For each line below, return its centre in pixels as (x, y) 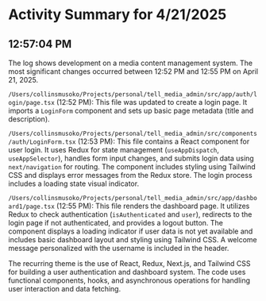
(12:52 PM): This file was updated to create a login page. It (152, 102)
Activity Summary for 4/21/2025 (118, 15)
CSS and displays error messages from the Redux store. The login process (130, 175)
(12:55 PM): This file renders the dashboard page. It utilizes (153, 206)
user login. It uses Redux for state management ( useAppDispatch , (114, 150)
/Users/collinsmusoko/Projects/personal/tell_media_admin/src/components (133, 133)
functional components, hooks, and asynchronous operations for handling (129, 280)
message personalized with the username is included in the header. (119, 248)
